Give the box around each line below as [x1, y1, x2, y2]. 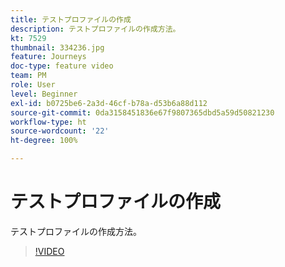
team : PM [10, 71, 47, 81]
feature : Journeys [10, 52, 87, 62]
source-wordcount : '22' [10, 126, 110, 136]
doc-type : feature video [10, 61, 114, 71]
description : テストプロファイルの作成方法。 [10, 24, 181, 34]
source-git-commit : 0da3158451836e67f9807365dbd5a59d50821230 [10, 107, 275, 118]
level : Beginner [10, 89, 78, 99]
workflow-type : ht [10, 117, 87, 127]
